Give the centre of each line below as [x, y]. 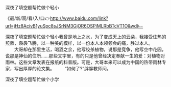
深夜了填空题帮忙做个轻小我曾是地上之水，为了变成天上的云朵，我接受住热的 [86, 37]
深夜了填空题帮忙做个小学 [32, 79]
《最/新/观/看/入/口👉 [28, 18]
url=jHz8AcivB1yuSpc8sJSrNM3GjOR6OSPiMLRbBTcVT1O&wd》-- [74, 26]
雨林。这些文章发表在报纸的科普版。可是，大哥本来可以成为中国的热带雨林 [83, 62]
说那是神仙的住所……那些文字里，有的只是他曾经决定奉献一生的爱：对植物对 [85, 56]
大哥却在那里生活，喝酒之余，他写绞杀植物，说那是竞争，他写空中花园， [90, 49]
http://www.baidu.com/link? [79, 18]
